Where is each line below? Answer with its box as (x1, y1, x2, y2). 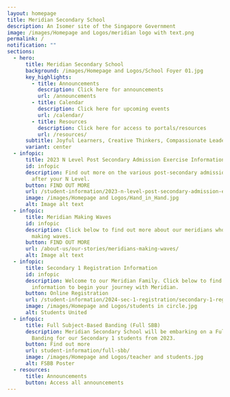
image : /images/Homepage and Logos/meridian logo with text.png (7, 29, 194, 36)
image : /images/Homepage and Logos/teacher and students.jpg (25, 354, 204, 361)
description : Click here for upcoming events (37, 105, 170, 112)
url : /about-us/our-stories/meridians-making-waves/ (25, 246, 179, 253)
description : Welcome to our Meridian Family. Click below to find (25, 277, 222, 284)
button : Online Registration (25, 290, 109, 297)
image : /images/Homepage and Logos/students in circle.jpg (25, 303, 197, 310)
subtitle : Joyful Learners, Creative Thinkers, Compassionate (25, 138, 207, 144)
